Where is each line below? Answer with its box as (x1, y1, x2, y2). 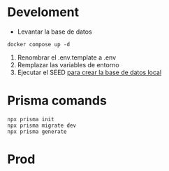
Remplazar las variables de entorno (17, 60, 120, 69)
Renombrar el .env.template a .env (17, 53, 117, 62)
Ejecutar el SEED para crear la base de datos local (17, 68, 162, 76)
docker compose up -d (7, 41, 71, 48)
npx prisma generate (7, 128, 68, 135)
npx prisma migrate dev (7, 122, 77, 129)
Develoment (7, 4, 80, 20)
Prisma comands (7, 93, 107, 109)
